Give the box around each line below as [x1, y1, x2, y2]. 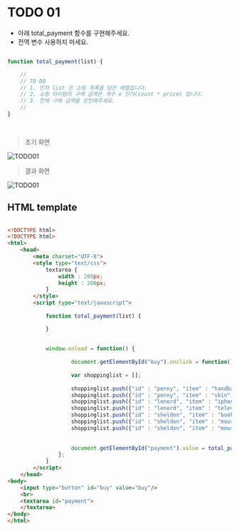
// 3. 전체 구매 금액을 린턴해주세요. [20, 98, 116, 105]
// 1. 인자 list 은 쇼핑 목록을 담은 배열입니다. [20, 84, 148, 91]
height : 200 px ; [58, 279, 107, 287]
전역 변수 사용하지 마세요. [17, 37, 89, 46]
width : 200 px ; [58, 273, 103, 280]
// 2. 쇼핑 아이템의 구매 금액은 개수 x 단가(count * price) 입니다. [20, 90, 204, 98]
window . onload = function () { [45, 345, 135, 352]
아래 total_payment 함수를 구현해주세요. [17, 28, 130, 37]
